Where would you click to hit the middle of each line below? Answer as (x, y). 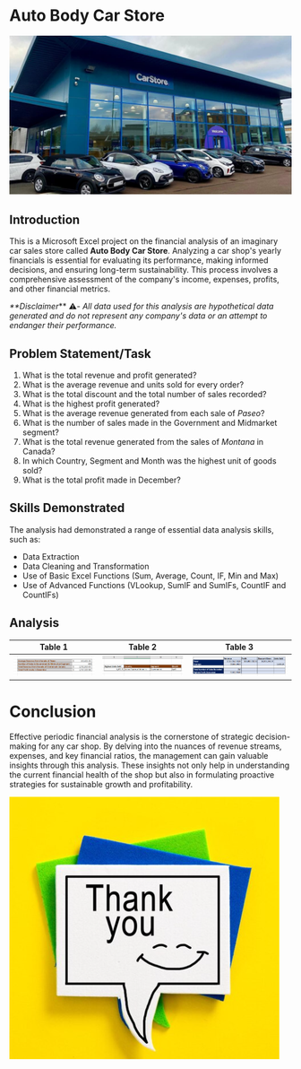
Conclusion (53, 712)
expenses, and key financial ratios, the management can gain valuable (139, 755)
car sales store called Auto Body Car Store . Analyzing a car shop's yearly (146, 251)
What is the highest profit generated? (91, 404)
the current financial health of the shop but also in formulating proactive (142, 774)
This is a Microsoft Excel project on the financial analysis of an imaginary (144, 241)
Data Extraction (51, 556)
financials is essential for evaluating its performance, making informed (139, 260)
